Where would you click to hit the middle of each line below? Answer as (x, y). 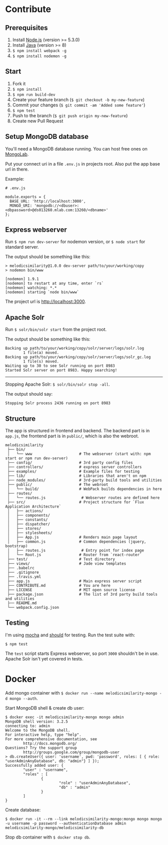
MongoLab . (17, 154)
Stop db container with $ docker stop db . (48, 837)
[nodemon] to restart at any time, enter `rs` (54, 284)
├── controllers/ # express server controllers (74, 467)
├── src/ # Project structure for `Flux (75, 502)
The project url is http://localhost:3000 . (46, 301)
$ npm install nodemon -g (39, 56)
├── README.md (22, 603)
